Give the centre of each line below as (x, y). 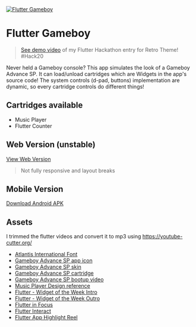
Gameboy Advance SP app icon (54, 260)
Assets (19, 222)
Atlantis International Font (46, 254)
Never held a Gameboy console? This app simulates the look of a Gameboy (98, 67)
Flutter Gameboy (48, 34)
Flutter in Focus (34, 305)
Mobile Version (35, 189)
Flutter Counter (33, 126)
